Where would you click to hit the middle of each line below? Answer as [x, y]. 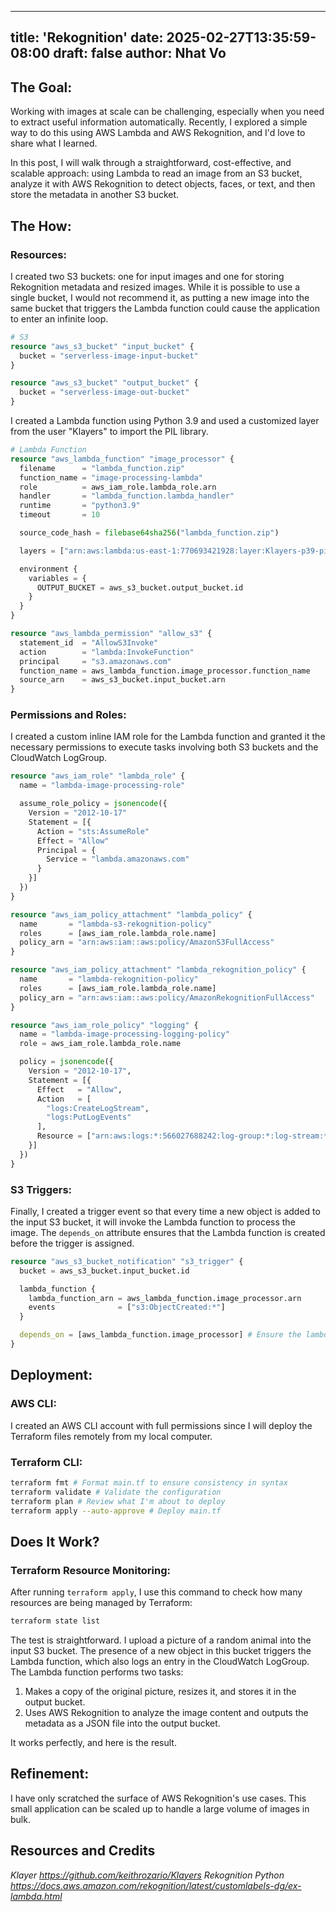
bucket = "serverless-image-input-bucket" [109, 356]
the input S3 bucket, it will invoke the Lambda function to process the [153, 1222]
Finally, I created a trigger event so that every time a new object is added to [165, 1211]
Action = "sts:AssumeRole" [93, 831]
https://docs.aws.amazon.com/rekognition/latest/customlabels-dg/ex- [156, 1885]
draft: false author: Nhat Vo [140, 53]
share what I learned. [54, 143]
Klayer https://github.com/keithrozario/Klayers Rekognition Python [147, 1875]
